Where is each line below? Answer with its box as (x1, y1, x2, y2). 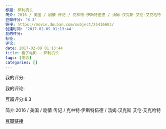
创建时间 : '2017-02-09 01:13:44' (5, 27, 74, 32)
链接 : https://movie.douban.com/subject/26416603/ (5, 21, 114, 27)
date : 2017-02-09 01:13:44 (5, 46, 63, 51)
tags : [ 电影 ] (5, 55, 32, 60)
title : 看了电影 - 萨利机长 (5, 50, 59, 55)
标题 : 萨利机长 (5, 7, 33, 13)
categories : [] (5, 60, 38, 65)
